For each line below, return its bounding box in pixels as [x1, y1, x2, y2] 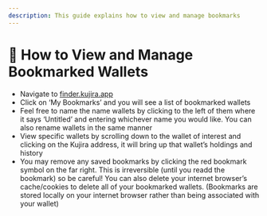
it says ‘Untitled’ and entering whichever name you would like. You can [19, 114, 253, 124]
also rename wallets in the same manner [19, 122, 153, 132]
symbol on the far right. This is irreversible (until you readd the [19, 164, 226, 175]
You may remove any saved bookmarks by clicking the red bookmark [19, 156, 247, 166]
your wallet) [19, 199, 60, 208]
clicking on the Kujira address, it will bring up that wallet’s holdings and [19, 140, 253, 149]
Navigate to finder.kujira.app [19, 89, 113, 98]
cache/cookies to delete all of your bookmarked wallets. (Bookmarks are [19, 182, 258, 191]
